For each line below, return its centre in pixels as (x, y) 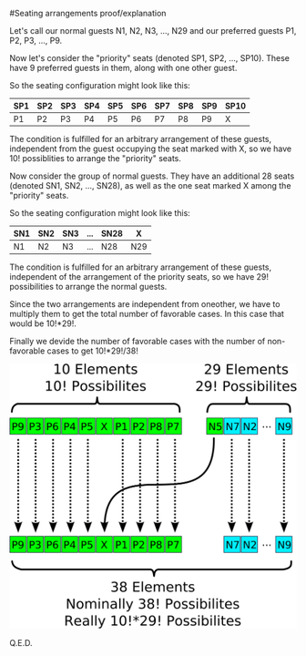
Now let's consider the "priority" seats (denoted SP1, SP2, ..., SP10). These (149, 58)
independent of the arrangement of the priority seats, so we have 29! (139, 276)
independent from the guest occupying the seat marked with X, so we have (151, 149)
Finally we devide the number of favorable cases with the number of (138, 341)
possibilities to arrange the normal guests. (88, 286)
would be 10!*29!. (43, 323)
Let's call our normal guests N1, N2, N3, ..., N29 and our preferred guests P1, (153, 31)
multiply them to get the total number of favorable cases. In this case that (147, 313)
